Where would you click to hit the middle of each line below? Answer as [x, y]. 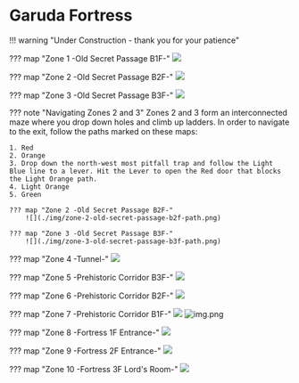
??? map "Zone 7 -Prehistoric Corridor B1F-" [91, 314]
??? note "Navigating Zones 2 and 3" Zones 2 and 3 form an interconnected [149, 112]
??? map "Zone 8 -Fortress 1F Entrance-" [84, 332]
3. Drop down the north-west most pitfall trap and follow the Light [141, 163]
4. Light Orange [39, 187]
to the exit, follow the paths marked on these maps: [104, 131]
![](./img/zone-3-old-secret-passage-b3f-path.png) [123, 241]
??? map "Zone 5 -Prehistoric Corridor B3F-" [91, 277]
